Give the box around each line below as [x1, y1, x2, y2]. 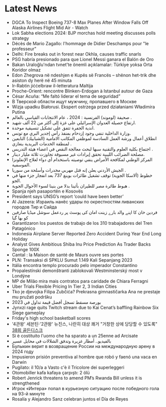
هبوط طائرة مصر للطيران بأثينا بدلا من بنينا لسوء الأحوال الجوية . [11, 183, 130, 189]
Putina [11, 109, 25, 115]
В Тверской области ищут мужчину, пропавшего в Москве [11, 98, 137, 104]
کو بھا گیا [11, 214, 28, 221]
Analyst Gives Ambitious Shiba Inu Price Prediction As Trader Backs [11, 241, 151, 247]
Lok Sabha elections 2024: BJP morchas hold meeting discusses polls [11, 30, 156, 36]
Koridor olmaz [11, 67, 41, 72]
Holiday [11, 236, 28, 242]
